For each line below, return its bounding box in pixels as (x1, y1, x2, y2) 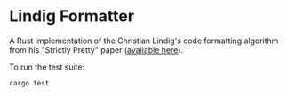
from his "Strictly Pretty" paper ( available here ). (9, 44, 184, 55)
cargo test (9, 78, 50, 87)
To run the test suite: (9, 62, 85, 72)
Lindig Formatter (9, 6, 135, 26)
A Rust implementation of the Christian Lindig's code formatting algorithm (9, 35, 279, 46)
